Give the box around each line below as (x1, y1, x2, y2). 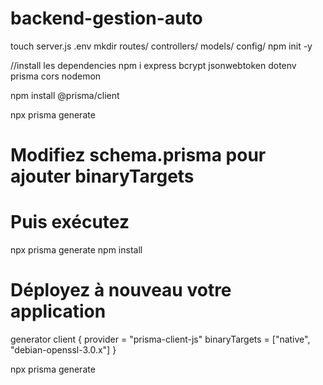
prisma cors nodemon (10, 70, 102, 82)
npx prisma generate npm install (10, 244, 143, 256)
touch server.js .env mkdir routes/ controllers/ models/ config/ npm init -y (10, 40, 313, 52)
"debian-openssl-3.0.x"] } (10, 344, 117, 356)
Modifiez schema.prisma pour (10, 144, 267, 167)
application (10, 300, 107, 323)
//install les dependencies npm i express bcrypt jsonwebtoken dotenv (10, 59, 297, 71)
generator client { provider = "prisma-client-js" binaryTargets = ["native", (10, 333, 311, 345)
